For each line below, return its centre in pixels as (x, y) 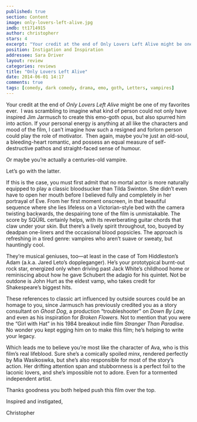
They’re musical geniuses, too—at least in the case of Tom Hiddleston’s (92, 256)
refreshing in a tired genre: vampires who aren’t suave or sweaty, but (89, 238)
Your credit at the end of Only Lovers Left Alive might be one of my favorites (98, 104)
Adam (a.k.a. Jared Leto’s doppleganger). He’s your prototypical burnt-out (96, 262)
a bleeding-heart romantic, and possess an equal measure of (80, 142)
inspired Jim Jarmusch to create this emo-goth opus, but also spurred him (96, 117)
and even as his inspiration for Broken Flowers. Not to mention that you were (98, 317)
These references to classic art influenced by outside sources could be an (96, 298)
